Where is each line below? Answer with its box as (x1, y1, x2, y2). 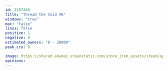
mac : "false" (5, 21, 32, 26)
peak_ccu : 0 (5, 44, 30, 49)
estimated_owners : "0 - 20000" (5, 40, 70, 45)
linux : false (5, 26, 32, 31)
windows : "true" (5, 16, 39, 21)
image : (5, 53, 19, 58)
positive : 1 (5, 30, 30, 35)
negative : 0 (5, 35, 30, 40)
